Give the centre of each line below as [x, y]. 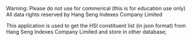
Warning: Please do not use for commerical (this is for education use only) [96, 8]
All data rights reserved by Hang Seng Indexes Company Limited [84, 14]
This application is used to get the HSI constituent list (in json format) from [96, 26]
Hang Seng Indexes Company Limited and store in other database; [87, 32]
